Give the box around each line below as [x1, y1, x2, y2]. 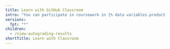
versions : [5, 17, 27, 22]
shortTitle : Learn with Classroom [5, 36, 79, 41]
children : [5, 27, 27, 32]
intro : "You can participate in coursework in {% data [5, 12, 125, 17]
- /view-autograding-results [10, 31, 72, 36]
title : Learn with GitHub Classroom [5, 7, 83, 13]
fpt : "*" [10, 21, 29, 27]
